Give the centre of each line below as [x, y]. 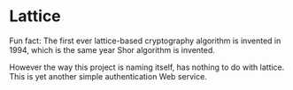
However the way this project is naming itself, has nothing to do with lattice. [147, 67]
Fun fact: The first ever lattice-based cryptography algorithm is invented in [145, 41]
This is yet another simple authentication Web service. [108, 76]
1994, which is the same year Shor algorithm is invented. [112, 49]
